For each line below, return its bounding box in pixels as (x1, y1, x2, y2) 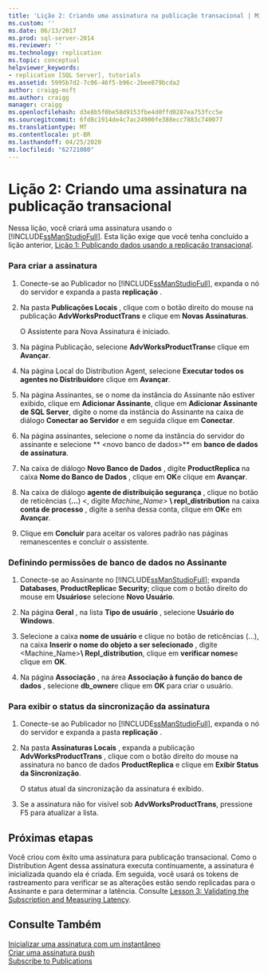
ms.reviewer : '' (8, 42, 62, 50)
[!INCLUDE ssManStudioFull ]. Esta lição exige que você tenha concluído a (8, 232, 249, 241)
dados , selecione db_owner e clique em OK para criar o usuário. (19, 680, 234, 690)
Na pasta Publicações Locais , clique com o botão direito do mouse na (19, 302, 254, 312)
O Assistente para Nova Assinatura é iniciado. (19, 326, 171, 336)
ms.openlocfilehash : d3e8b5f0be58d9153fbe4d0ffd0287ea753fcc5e (8, 109, 223, 117)
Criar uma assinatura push (8, 947, 96, 957)
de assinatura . (19, 448, 69, 457)
